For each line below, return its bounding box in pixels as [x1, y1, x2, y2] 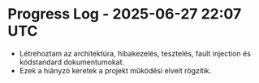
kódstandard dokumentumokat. [19, 57, 125, 67]
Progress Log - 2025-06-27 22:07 [7, 5, 242, 23]
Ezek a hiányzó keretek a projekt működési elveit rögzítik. [19, 65, 212, 75]
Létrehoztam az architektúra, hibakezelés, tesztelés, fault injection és [19, 48, 251, 58]
